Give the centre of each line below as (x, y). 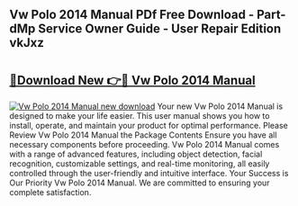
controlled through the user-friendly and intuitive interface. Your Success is (149, 173)
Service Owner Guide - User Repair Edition (160, 29)
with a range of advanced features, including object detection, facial (136, 154)
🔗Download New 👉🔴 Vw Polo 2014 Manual (132, 80)
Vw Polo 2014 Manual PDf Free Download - (132, 15)
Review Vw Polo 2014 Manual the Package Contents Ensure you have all (143, 135)
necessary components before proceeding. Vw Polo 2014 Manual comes (144, 144)
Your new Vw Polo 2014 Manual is (220, 106)
